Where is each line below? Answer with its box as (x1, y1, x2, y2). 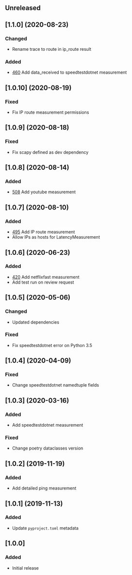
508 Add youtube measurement (12, 189, 76, 195)
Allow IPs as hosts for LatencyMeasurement (12, 234, 100, 240)
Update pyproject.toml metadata (12, 525, 79, 531)
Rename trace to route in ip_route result (12, 46, 91, 52)
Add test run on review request (12, 279, 74, 285)
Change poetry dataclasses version (12, 445, 83, 451)
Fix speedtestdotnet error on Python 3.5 (12, 342, 92, 348)
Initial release (12, 565, 39, 571)
